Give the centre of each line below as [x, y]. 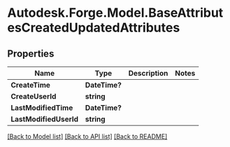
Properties [31, 54]
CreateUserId [34, 96]
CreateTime [31, 85]
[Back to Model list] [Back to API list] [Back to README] [87, 136]
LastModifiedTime [42, 108]
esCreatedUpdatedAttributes [94, 28]
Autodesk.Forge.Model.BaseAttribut [115, 13]
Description [148, 73]
